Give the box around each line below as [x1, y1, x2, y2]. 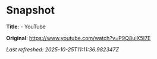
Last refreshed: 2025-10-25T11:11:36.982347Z [6, 45, 120, 53]
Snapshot [6, 4, 55, 17]
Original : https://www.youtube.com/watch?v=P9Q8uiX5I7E [6, 34, 151, 41]
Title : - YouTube [6, 23, 46, 30]
